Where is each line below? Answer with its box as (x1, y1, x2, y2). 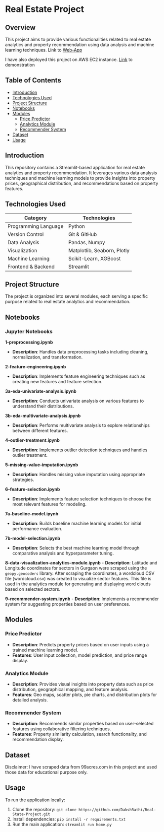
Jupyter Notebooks (5, 328, 53, 335)
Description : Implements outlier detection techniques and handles (12, 447, 148, 453)
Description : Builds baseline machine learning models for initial (12, 520, 142, 526)
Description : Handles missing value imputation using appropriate (12, 471, 145, 477)
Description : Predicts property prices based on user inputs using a (12, 641, 149, 647)
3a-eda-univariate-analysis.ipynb (5, 388, 77, 394)
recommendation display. (12, 736, 64, 743)
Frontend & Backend (7, 263, 55, 270)
